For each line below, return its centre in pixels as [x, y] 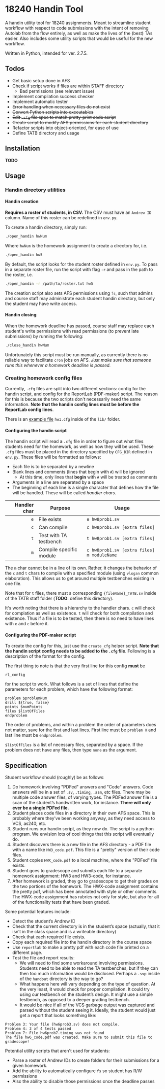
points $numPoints [24, 707]
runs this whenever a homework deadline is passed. [58, 365]
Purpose [60, 508]
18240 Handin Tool [44, 9]
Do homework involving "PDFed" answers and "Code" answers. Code [83, 787]
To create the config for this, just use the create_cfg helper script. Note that [82, 646]
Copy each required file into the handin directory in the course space [82, 942]
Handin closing [21, 315]
